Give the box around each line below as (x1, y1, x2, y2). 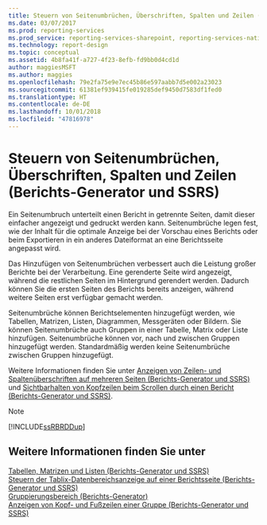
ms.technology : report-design (8, 41, 109, 49)
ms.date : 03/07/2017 (8, 19, 77, 27)
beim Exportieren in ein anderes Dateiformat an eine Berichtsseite (8, 235, 224, 244)
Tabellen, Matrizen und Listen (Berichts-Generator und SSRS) (8, 466, 210, 476)
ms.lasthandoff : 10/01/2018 (8, 108, 102, 116)
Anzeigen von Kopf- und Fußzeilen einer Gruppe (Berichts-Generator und (8, 500, 249, 509)
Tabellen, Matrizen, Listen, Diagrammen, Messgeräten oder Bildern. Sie (8, 316, 242, 326)
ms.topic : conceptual (8, 49, 80, 56)
